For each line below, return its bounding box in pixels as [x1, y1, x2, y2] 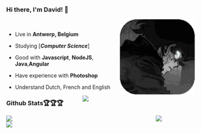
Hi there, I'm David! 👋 [6, 5, 69, 14]
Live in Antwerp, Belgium [14, 31, 79, 38]
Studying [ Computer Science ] [14, 42, 90, 50]
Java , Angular [14, 60, 50, 68]
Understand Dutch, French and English [14, 84, 111, 91]
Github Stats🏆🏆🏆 [6, 99, 64, 108]
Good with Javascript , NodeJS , [14, 54, 94, 61]
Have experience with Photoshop [14, 72, 98, 79]
